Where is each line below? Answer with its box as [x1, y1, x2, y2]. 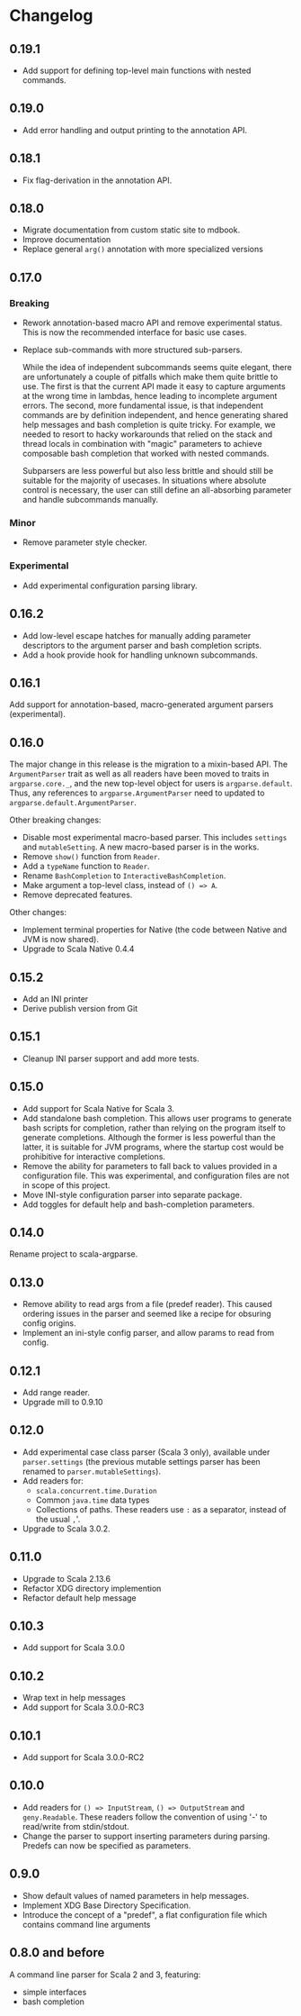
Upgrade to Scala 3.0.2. [22, 1523, 111, 1534]
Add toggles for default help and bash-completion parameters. [22, 1199, 255, 1210]
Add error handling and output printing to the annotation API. [22, 124, 248, 135]
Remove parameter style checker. [22, 537, 147, 548]
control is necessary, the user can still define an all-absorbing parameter [22, 485, 292, 495]
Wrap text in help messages [22, 1693, 126, 1703]
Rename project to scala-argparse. [9, 1249, 138, 1259]
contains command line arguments [22, 1919, 151, 1930]
